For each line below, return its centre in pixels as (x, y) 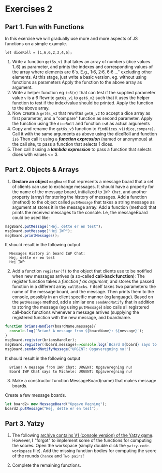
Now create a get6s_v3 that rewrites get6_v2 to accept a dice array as (81, 113)
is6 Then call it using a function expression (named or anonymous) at (82, 139)
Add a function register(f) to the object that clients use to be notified (82, 271)
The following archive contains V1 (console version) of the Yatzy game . (83, 435)
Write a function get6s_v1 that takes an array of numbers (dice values (81, 61)
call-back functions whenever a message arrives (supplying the (75, 312)
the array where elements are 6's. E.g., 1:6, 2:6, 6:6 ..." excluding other (82, 72)
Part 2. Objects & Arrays (42, 170)
